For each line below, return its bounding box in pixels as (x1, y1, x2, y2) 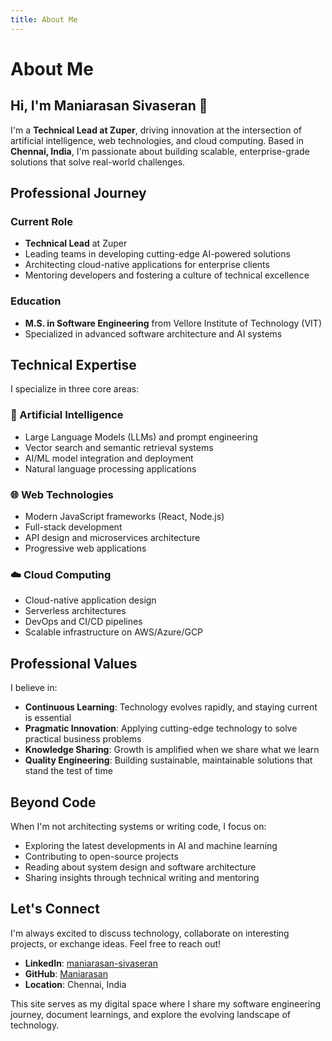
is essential (24, 712, 72, 724)
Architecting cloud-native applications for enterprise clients (24, 259, 270, 271)
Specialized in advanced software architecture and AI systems (24, 327, 283, 340)
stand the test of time (24, 765, 113, 777)
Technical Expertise (10, 357, 137, 373)
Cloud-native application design (24, 594, 157, 606)
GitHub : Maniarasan (24, 967, 108, 980)
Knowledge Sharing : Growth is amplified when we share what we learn (24, 744, 320, 756)
